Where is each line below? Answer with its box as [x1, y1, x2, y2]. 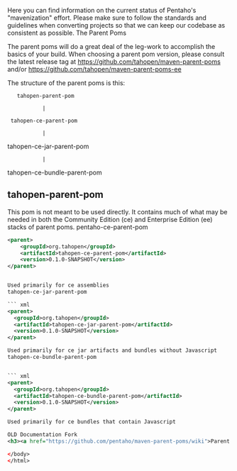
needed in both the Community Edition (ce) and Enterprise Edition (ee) [7, 215, 213, 223]
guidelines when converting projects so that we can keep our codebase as [7, 21, 226, 29]
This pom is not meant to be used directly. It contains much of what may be [7, 207, 228, 216]
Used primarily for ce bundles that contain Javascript [7, 419, 176, 426]
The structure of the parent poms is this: [7, 79, 126, 87]
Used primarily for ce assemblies [7, 282, 110, 289]
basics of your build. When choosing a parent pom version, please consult [7, 50, 225, 58]
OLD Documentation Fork [7, 431, 78, 438]
